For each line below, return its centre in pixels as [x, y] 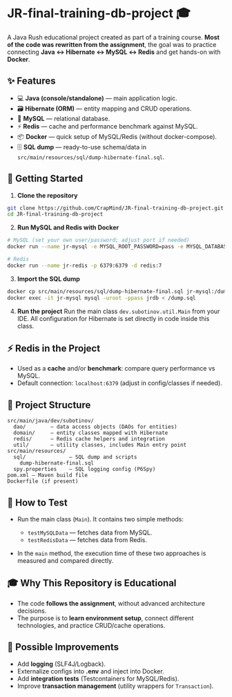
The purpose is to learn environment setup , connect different [105, 618]
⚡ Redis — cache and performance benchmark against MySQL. [107, 126]
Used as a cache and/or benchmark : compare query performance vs [116, 369]
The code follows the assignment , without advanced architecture [111, 603]
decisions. [32, 611]
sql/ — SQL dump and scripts [75, 457]
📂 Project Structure [49, 405]
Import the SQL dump [49, 279]
